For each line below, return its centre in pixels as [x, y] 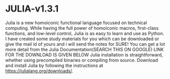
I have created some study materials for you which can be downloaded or [82, 39]
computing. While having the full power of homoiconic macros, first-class [82, 28]
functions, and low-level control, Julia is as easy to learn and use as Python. [85, 33]
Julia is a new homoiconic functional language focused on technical [76, 23]
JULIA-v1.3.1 [32, 9]
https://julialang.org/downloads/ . [39, 70]
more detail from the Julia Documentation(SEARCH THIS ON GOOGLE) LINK [84, 49]
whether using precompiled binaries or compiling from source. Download [82, 60]
